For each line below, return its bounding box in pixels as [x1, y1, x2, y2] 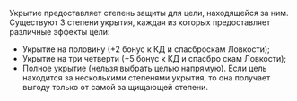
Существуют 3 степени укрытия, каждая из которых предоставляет [9, 17, 271, 28]
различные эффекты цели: [9, 27, 110, 37]
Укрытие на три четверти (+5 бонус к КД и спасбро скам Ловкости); [22, 54, 287, 63]
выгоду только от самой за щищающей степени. [22, 82, 209, 92]
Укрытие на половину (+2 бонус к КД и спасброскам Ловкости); [22, 44, 271, 55]
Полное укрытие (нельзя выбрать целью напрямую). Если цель [22, 63, 267, 73]
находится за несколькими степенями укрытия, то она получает [22, 72, 271, 83]
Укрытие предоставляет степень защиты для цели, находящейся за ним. [9, 8, 289, 18]
